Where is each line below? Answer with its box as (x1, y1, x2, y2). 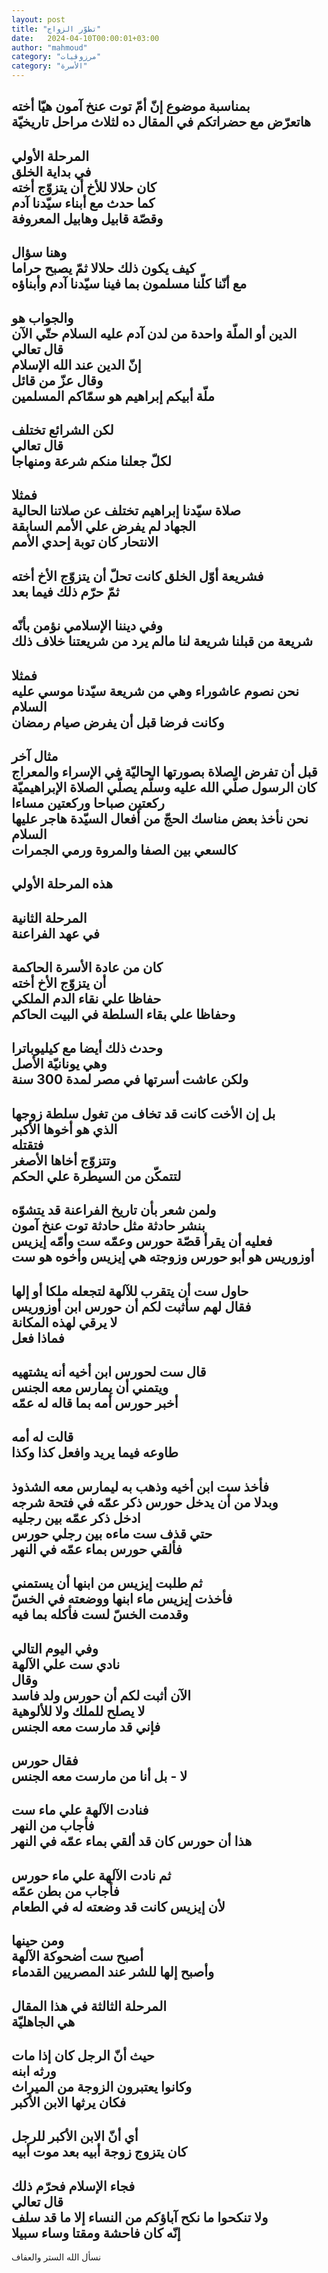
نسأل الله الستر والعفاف (11, 2251, 102, 2263)
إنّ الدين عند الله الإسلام (11, 356, 142, 373)
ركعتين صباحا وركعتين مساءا (11, 794, 165, 811)
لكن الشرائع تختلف (11, 421, 114, 438)
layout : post (11, 14, 66, 25)
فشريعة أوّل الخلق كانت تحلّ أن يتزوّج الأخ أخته (11, 567, 264, 585)
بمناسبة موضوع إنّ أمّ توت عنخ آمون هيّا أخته (11, 98, 251, 115)
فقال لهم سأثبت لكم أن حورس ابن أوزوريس (11, 1298, 252, 1315)
